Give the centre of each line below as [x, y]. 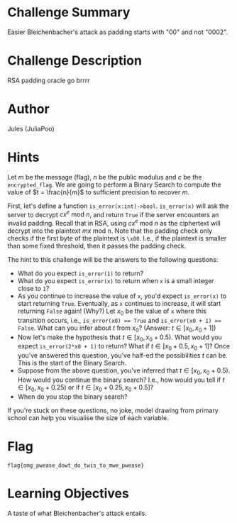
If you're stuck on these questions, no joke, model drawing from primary [113, 410]
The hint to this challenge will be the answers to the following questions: [113, 260]
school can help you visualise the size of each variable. [88, 418]
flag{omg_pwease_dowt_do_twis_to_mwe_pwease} [76, 466]
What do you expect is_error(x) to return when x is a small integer [116, 281]
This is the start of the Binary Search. [72, 363]
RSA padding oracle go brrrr [49, 80]
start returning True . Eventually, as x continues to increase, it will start [119, 304]
